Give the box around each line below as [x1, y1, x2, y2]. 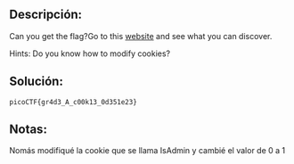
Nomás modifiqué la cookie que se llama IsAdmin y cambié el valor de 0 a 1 [9, 145, 286, 156]
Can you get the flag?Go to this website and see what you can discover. [9, 30, 273, 41]
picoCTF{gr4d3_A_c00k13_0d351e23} [9, 97, 138, 106]
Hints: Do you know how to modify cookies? [9, 48, 171, 59]
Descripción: [9, 7, 83, 22]
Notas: [9, 122, 47, 137]
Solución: [9, 74, 64, 89]
